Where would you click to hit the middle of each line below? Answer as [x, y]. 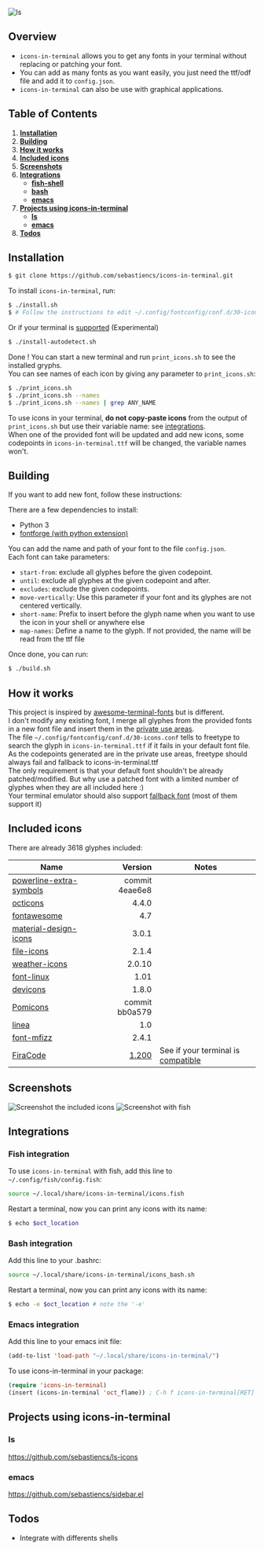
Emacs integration [44, 1324]
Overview [33, 37]
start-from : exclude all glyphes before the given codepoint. [116, 572]
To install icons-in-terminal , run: [62, 291]
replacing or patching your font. [71, 64]
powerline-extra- [45, 880]
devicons [29, 989]
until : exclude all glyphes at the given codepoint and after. [115, 581]
